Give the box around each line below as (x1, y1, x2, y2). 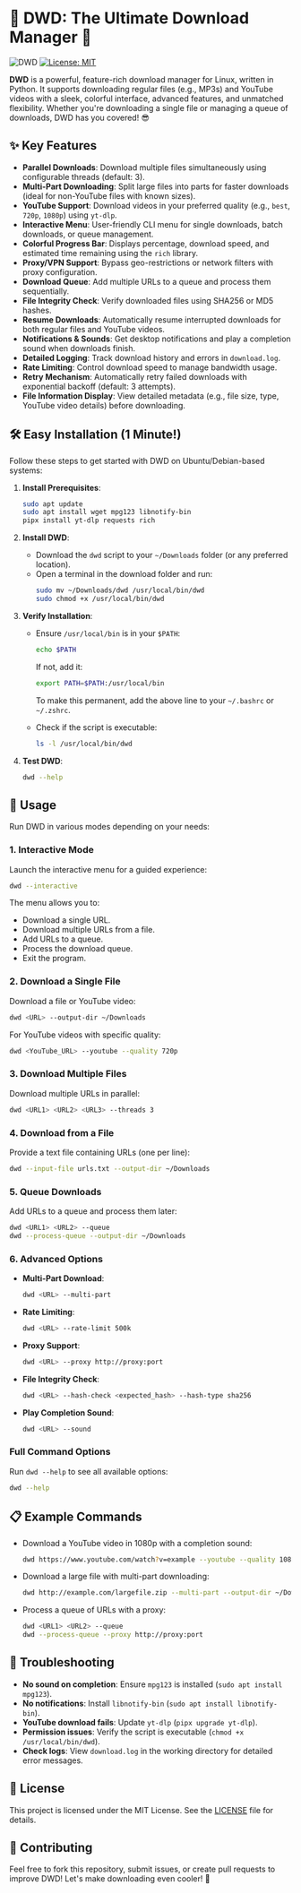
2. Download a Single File (9, 976, 121, 988)
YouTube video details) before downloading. (21, 400, 186, 410)
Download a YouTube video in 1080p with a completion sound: (21, 1537, 253, 1548)
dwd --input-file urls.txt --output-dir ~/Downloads (9, 1164, 211, 1173)
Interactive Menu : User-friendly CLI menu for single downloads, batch (21, 219, 284, 229)
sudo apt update (21, 499, 83, 509)
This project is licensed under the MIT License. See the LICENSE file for (9, 1804, 274, 1815)
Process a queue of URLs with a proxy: (21, 1605, 167, 1615)
